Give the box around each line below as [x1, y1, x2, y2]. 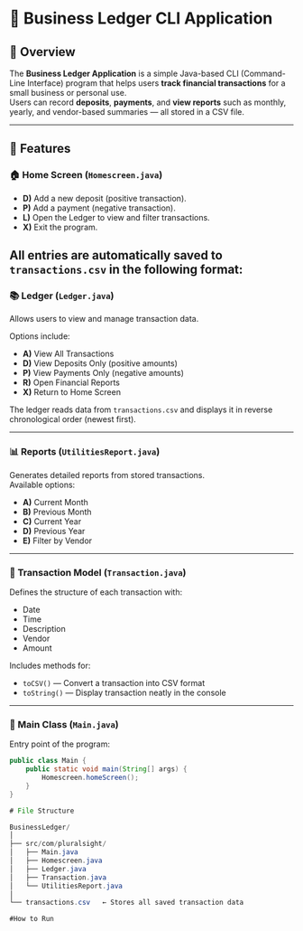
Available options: [9, 479, 76, 490]
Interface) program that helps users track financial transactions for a [26, 78, 286, 89]
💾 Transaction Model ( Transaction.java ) [9, 566, 187, 578]
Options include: [9, 331, 70, 342]
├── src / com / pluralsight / [9, 840, 106, 849]
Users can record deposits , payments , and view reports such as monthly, [9, 97, 287, 108]
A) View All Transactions [22, 348, 115, 360]
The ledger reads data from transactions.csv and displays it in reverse [9, 404, 273, 415]
